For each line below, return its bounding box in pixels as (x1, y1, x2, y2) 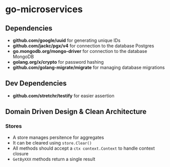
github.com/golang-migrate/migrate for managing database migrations (12, 65, 165, 70)
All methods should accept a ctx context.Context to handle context (12, 145, 155, 151)
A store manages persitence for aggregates (12, 134, 104, 141)
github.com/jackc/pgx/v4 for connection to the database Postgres (12, 43, 154, 49)
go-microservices (5, 4, 83, 15)
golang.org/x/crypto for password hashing (12, 59, 104, 65)
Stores (5, 123, 22, 130)
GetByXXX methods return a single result (12, 156, 96, 162)
